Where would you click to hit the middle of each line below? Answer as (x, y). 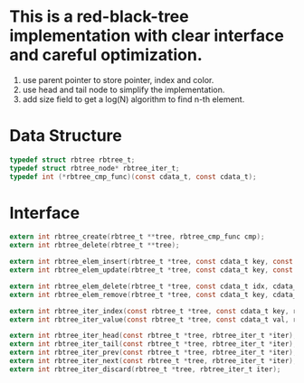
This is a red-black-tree (99, 17)
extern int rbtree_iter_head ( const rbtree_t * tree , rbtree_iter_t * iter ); (153, 336)
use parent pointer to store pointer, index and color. (118, 79)
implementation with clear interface (147, 36)
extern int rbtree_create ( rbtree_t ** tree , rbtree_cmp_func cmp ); (137, 237)
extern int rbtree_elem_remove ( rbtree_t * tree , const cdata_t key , (139, 294)
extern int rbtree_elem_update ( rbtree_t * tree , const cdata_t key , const (152, 270)
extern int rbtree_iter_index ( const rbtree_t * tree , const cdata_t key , (149, 311)
